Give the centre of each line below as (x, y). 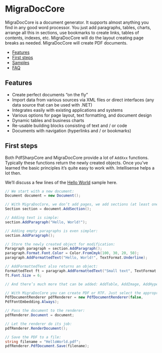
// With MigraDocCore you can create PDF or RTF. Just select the (73, 293)
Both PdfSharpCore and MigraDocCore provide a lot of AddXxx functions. (77, 157)
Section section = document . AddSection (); (48, 209)
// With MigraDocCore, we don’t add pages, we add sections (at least (77, 204)
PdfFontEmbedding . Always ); (32, 302)
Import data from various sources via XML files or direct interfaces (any (83, 100)
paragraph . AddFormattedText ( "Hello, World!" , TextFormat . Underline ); (76, 258)
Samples (21, 62)
